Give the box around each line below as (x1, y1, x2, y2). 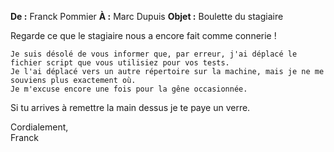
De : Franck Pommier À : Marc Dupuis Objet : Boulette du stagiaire (10, 11, 284, 22)
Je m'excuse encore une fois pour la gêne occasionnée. (10, 84, 248, 94)
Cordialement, (10, 121, 69, 133)
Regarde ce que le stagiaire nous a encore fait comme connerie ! (10, 30, 277, 41)
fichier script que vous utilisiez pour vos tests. (10, 58, 230, 68)
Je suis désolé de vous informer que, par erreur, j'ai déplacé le (10, 49, 298, 59)
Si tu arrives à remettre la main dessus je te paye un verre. (10, 102, 251, 113)
